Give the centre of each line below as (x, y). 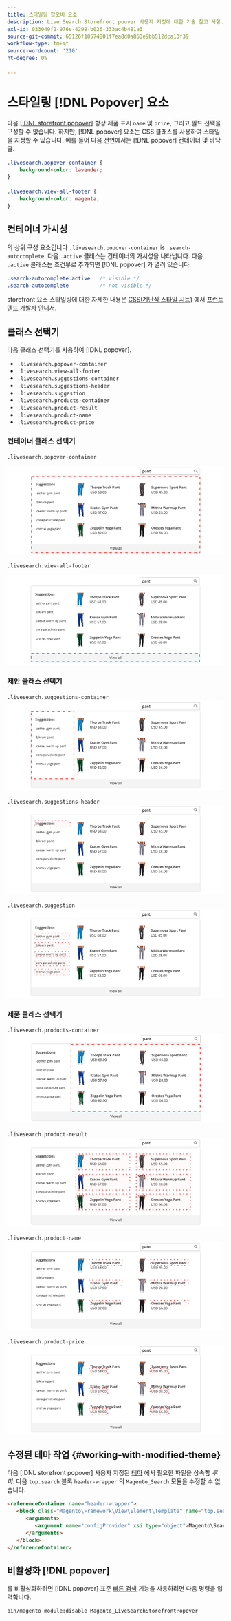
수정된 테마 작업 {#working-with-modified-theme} (114, 1455)
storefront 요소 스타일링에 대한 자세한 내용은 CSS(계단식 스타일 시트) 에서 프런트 (115, 300)
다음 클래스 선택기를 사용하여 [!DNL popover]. (69, 350)
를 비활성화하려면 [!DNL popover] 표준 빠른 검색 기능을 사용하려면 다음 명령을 (111, 1589)
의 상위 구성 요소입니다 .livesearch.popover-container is (86, 247)
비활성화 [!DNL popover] (58, 1570)
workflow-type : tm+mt (38, 44)
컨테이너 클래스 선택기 (41, 441)
